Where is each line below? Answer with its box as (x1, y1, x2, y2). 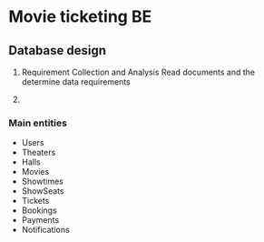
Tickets (21, 196, 50, 207)
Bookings (21, 205, 58, 216)
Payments (21, 215, 60, 226)
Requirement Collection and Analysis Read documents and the (21, 66, 256, 77)
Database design (8, 43, 106, 58)
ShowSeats (21, 186, 64, 197)
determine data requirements (21, 76, 131, 87)
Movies (21, 166, 50, 177)
